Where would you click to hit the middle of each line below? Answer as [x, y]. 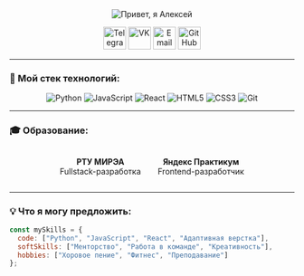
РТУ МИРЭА [100, 161]
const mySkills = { [46, 230]
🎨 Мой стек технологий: [65, 78]
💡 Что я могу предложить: [71, 211]
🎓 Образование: [49, 130]
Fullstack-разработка [101, 171]
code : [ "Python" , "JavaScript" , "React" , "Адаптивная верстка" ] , [143, 238]
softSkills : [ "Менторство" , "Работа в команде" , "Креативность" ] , [145, 247]
